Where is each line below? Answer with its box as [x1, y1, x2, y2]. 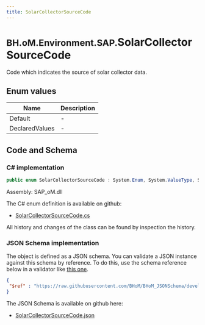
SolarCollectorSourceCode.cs [15, 212, 90, 219]
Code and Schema [6, 145, 77, 155]
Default [9, 114, 31, 123]
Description [60, 104, 96, 113]
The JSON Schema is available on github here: [6, 299, 123, 307]
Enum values [6, 86, 57, 96]
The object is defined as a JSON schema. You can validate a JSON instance [6, 252, 197, 260]
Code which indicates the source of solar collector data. [6, 68, 148, 76]
